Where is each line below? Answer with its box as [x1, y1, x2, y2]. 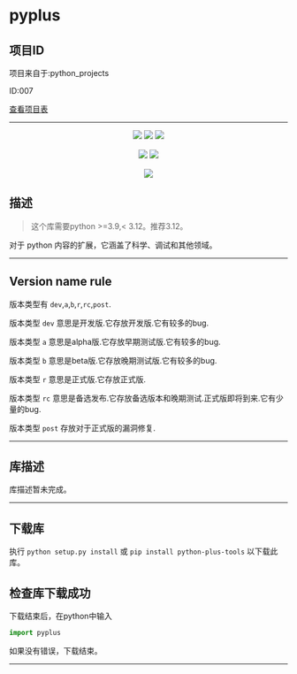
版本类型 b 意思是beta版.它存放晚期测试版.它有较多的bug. [9, 355, 217, 365]
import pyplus [9, 629, 62, 638]
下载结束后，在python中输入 [9, 611, 112, 622]
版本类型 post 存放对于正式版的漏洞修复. [9, 422, 156, 433]
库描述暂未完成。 [9, 484, 72, 495]
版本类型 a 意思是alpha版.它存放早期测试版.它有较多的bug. [9, 336, 221, 347]
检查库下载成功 [9, 586, 91, 601]
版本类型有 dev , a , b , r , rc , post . [9, 298, 112, 310]
